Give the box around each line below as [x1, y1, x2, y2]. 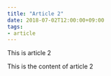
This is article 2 [7, 49, 52, 57]
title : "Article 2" [7, 10, 64, 17]
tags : [7, 23, 23, 30]
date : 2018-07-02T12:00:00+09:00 [7, 17, 105, 24]
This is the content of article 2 [7, 62, 94, 70]
